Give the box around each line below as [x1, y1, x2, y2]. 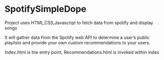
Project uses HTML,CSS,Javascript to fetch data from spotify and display [4, 20, 154, 26]
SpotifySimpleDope [4, 3, 87, 15]
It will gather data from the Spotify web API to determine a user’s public [4, 34, 150, 40]
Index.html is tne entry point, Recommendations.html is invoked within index [4, 49, 160, 55]
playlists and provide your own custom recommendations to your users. [4, 39, 151, 45]
